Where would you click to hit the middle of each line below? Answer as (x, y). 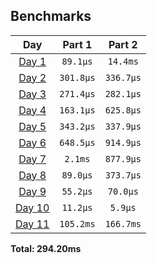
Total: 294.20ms (46, 248)
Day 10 (32, 207)
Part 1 (77, 44)
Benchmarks (51, 16)
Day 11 (32, 224)
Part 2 (123, 44)
